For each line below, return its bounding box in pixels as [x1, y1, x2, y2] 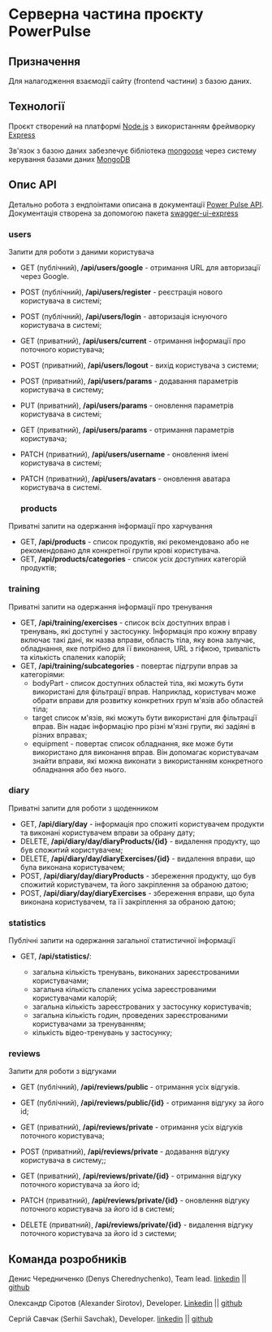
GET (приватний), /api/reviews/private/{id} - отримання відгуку [19, 1171, 242, 1181]
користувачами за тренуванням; [32, 1019, 146, 1029]
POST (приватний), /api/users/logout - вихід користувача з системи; [19, 360, 259, 370]
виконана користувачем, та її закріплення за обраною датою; [19, 897, 236, 906]
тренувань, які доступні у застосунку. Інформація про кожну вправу [19, 626, 257, 635]
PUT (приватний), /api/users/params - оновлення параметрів [19, 400, 234, 410]
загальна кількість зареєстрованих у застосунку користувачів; [32, 1002, 252, 1011]
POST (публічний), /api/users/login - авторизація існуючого [19, 311, 227, 321]
